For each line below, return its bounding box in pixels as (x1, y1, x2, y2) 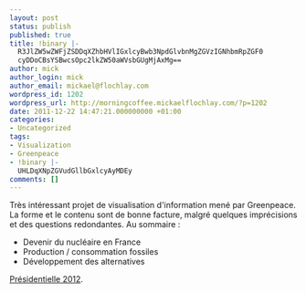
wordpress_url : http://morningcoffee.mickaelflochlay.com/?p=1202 (9, 98, 268, 108)
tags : (9, 132, 30, 141)
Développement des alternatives (22, 256, 145, 267)
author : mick (9, 65, 59, 74)
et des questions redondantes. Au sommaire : (9, 219, 181, 230)
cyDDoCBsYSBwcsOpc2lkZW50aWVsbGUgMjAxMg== (17, 56, 182, 65)
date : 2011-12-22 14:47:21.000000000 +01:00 (9, 107, 182, 116)
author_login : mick (9, 73, 84, 82)
